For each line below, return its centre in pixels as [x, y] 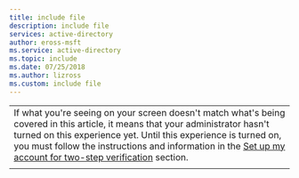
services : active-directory [61, 34]
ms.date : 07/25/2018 [48, 68]
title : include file [48, 17]
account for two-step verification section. [101, 157]
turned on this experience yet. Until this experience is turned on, [148, 134]
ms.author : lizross [45, 76]
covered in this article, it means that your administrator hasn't [141, 124]
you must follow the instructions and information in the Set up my [149, 146]
